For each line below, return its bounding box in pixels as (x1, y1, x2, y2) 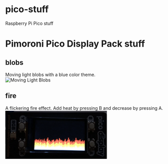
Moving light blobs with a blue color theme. (5, 71, 95, 77)
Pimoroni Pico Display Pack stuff (5, 38, 145, 50)
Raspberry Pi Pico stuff (5, 20, 54, 26)
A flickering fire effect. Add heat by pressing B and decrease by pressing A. (5, 105, 163, 111)
